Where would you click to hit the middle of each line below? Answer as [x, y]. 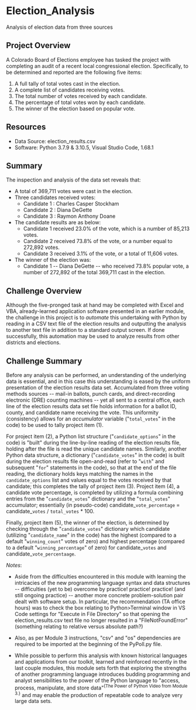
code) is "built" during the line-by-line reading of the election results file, [94, 443]
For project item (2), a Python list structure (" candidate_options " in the [91, 436]
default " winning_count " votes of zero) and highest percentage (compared [96, 541]
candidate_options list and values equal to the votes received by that [89, 480]
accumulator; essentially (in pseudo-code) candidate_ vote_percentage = [93, 505]
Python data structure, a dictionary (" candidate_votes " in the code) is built [95, 455]
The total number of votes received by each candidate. [81, 96]
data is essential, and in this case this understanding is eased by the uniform [98, 381]
